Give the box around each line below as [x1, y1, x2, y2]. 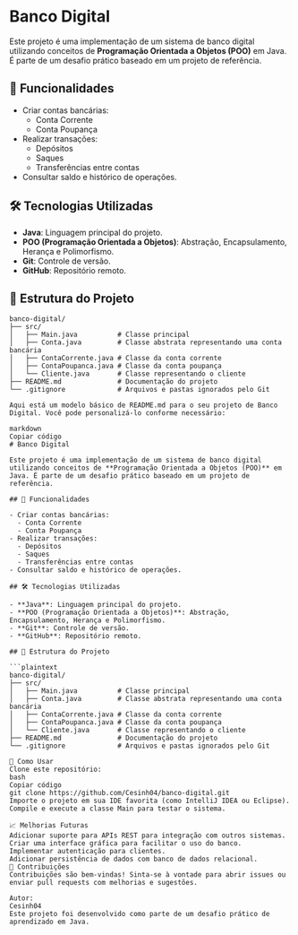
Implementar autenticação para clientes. [9, 847, 166, 856]
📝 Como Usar [9, 758, 54, 766]
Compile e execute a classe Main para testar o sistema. [9, 804, 226, 813]
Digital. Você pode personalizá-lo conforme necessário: [9, 409, 226, 418]
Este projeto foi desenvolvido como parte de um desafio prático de [9, 910, 270, 919]
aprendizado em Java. [9, 917, 90, 927]
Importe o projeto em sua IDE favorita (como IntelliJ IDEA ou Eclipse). [9, 796, 291, 806]
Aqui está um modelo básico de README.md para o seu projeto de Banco [9, 401, 278, 410]
